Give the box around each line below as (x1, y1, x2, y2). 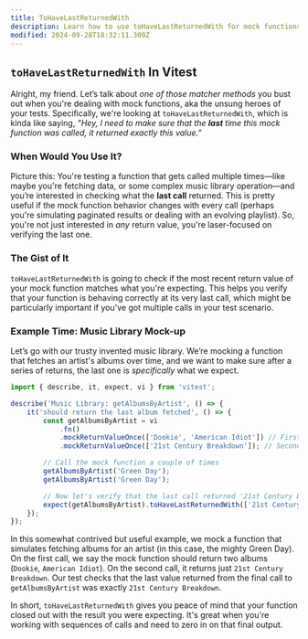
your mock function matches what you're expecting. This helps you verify (10, 282, 288, 293)
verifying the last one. (10, 229, 92, 240)
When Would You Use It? (10, 150, 122, 163)
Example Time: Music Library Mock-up (10, 325, 186, 337)
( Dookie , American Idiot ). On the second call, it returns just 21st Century (10, 563, 284, 574)
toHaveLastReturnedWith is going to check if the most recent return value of (10, 272, 294, 283)
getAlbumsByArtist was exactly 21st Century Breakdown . (10, 582, 222, 593)
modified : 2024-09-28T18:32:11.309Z (10, 30, 150, 39)
